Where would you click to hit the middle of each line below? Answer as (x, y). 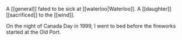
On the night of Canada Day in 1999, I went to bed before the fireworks (91, 26)
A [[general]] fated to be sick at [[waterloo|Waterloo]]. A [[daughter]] (89, 9)
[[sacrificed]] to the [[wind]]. (40, 15)
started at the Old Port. (34, 32)
